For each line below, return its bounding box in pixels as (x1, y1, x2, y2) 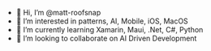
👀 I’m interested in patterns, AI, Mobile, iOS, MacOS (15, 16, 188, 26)
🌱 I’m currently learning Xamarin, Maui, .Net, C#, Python (15, 25, 204, 34)
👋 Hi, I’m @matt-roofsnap (15, 8, 101, 17)
